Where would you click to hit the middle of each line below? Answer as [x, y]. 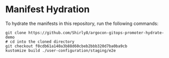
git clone [16, 33]
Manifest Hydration [48, 9]
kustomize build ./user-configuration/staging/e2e [61, 50]
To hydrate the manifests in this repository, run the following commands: [82, 23]
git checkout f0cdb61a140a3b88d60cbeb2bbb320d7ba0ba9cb [66, 46]
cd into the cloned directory [42, 42]
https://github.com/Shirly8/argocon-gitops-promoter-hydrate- [96, 33]
